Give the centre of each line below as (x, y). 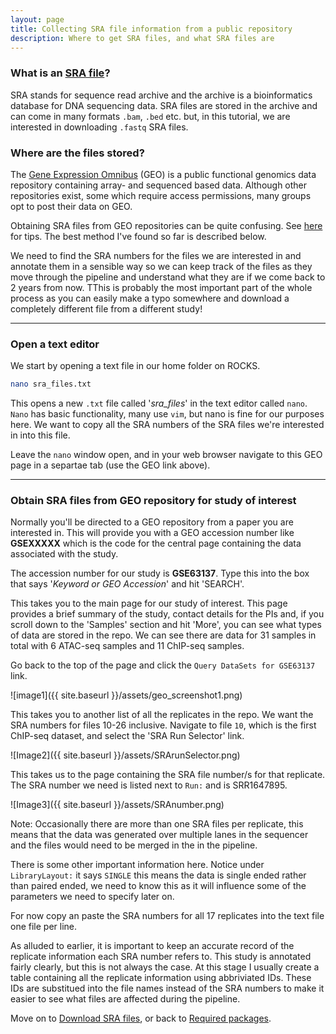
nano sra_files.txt (51, 384)
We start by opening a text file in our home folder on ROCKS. (135, 366)
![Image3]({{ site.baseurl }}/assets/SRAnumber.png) (117, 805)
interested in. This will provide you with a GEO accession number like (152, 533)
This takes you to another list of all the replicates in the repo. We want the (162, 715)
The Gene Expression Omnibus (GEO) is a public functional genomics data (163, 174)
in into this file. (40, 435)
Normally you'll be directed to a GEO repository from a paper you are (152, 522)
